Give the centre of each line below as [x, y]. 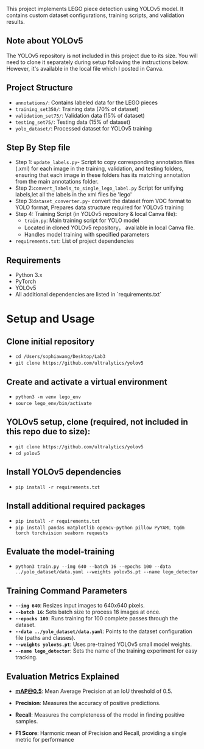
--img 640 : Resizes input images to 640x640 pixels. [80, 606]
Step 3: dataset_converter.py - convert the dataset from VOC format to [103, 201]
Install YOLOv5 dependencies [64, 472]
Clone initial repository [51, 341]
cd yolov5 [28, 453]
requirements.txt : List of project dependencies [74, 241]
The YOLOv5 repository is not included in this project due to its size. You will [102, 56]
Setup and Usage [51, 319]
